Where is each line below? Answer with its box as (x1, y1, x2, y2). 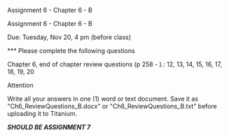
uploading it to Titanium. (7, 110, 78, 117)
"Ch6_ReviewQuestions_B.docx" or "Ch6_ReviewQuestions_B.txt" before (7, 102, 217, 110)
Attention (7, 81, 34, 89)
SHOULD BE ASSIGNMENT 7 (7, 123, 91, 131)
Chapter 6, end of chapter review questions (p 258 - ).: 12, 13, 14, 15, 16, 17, (7, 60, 223, 68)
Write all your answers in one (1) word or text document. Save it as (7, 94, 198, 103)
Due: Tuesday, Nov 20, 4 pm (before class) (7, 33, 132, 41)
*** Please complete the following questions (7, 47, 135, 55)
